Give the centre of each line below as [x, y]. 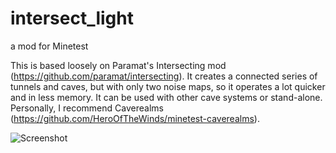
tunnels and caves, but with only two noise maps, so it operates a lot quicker [168, 86]
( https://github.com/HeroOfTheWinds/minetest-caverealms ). [135, 118]
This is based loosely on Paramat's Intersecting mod [118, 65]
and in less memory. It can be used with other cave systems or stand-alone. [166, 97]
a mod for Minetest [49, 46]
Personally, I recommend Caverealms [87, 108]
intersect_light [72, 18]
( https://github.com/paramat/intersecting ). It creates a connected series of [164, 76]
